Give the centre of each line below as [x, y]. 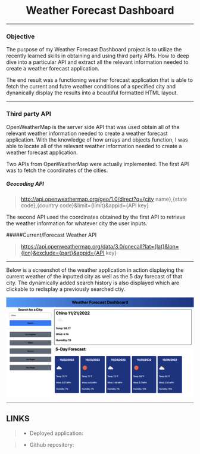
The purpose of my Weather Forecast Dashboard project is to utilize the [94, 50]
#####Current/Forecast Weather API [51, 235]
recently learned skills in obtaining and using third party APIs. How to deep [98, 56]
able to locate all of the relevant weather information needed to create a [94, 146]
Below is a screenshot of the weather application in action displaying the [95, 270]
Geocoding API [25, 184]
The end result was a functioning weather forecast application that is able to [100, 80]
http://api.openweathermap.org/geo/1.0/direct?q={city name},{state [104, 199]
